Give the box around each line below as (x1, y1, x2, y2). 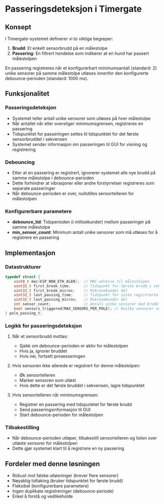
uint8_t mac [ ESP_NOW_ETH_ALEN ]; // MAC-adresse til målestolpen (14, 279, 150, 284)
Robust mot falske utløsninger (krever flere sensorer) (12, 473, 119, 479)
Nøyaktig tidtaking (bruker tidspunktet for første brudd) (12, 478, 123, 484)
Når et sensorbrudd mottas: (12, 334, 68, 339)
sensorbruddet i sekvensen (12, 136, 67, 142)
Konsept (5, 23, 32, 31)
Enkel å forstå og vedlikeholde (12, 493, 73, 499)
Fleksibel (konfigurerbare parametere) (12, 483, 89, 489)
